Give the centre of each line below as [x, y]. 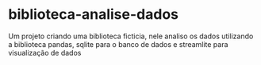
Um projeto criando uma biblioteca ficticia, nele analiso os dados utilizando [131, 36]
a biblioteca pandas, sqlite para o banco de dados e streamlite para [118, 44]
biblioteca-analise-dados [93, 14]
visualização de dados [45, 52]
